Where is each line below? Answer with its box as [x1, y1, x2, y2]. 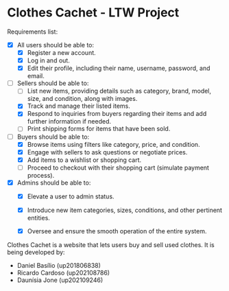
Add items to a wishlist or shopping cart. [27, 156, 142, 164]
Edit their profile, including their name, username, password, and [27, 64, 210, 73]
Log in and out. [27, 56, 70, 65]
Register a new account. [27, 49, 96, 56]
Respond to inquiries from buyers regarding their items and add [27, 110, 207, 118]
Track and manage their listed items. [27, 102, 130, 110]
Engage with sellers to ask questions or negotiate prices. [27, 148, 188, 156]
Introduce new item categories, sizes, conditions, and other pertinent [27, 206, 223, 214]
